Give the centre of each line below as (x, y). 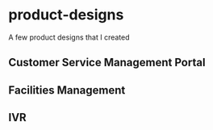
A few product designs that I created (69, 37)
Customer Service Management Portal (107, 63)
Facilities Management (67, 90)
